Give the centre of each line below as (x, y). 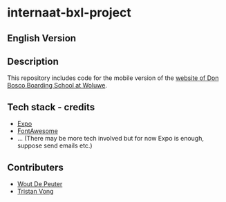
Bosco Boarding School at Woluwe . (57, 85)
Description (33, 61)
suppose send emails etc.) (55, 145)
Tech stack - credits (51, 107)
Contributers (36, 167)
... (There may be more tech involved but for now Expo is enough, (110, 139)
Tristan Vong (35, 192)
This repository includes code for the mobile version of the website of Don (113, 78)
